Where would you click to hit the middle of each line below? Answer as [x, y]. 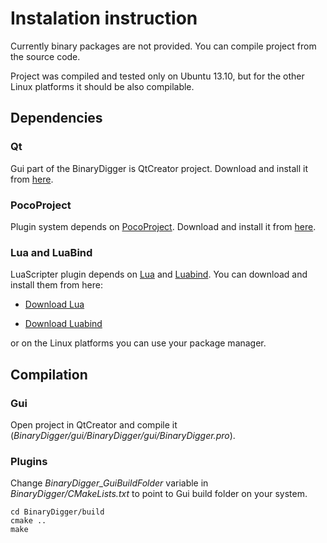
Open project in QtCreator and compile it [94, 424]
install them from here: [56, 285]
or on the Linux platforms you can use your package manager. [138, 343]
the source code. [45, 56]
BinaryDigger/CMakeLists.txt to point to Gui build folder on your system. [159, 494]
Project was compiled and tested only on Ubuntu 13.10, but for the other [157, 76]
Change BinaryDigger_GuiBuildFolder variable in [109, 483]
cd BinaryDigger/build [57, 512]
